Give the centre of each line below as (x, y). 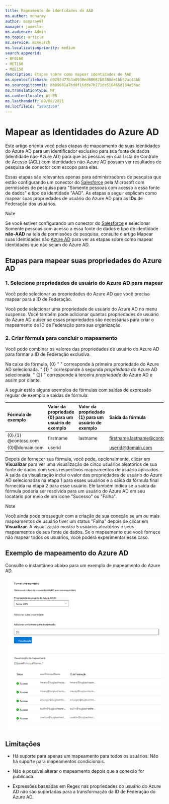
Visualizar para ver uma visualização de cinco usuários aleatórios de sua (81, 464)
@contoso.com (23, 441)
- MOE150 (14, 69)
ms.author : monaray (26, 16)
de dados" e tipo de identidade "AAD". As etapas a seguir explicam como (81, 193)
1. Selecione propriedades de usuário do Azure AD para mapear (84, 283)
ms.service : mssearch (28, 43)
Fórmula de (19, 415)
